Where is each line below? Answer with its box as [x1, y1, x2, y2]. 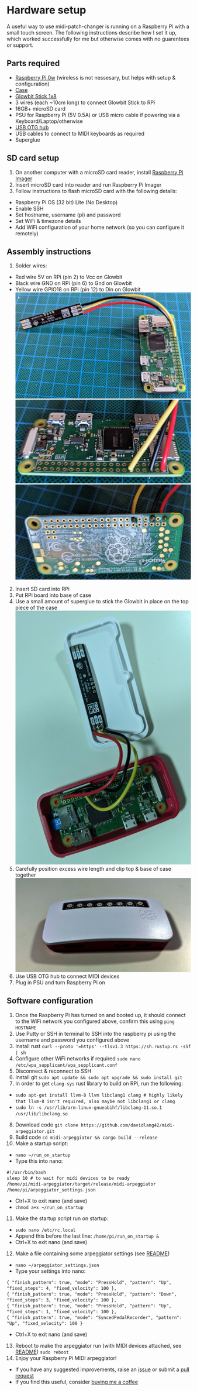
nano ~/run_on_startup [15, 1152, 71, 1158]
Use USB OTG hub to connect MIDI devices [15, 973, 120, 980]
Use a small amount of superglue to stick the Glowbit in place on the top [15, 598, 189, 605]
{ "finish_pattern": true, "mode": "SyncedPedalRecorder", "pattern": [6, 1314, 182, 1320]
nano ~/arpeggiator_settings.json [15, 1262, 99, 1268]
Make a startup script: [15, 1139, 68, 1147]
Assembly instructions [6, 246, 91, 256]
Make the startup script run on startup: [15, 1215, 109, 1222]
